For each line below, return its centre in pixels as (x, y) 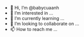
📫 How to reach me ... (34, 29)
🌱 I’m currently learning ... (37, 18)
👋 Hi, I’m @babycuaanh (35, 8)
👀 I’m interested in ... (32, 13)
